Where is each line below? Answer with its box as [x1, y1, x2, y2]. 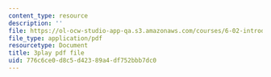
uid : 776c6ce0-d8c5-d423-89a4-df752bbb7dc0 [8, 57, 157, 65]
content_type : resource [8, 11, 89, 20]
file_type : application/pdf [8, 34, 103, 43]
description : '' [8, 19, 63, 27]
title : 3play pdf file [8, 49, 85, 57]
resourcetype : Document [8, 42, 89, 50]
